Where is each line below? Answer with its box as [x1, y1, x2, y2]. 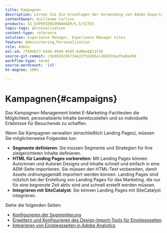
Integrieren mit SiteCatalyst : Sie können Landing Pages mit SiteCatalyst [12, 187, 161, 193]
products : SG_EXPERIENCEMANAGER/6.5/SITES [5, 21, 94, 26]
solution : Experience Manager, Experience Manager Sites [5, 35, 126, 40]
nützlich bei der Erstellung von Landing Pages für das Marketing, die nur [12, 176, 161, 182]
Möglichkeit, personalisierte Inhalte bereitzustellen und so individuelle [5, 115, 148, 121]
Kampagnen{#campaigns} [5, 93, 118, 105]
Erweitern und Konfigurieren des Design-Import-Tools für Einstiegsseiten [12, 217, 162, 223]
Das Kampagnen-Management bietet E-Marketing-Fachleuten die [5, 110, 140, 116]
